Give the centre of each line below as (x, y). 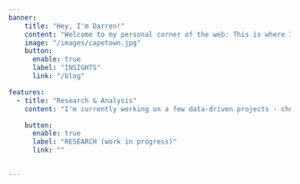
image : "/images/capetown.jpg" (83, 43)
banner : (23, 18)
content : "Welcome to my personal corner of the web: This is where (155, 34)
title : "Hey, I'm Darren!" (75, 26)
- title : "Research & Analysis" (77, 101)
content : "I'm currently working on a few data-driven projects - (151, 109)
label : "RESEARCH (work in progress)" (104, 142)
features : (27, 92)
